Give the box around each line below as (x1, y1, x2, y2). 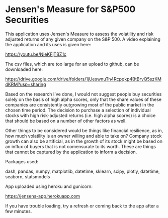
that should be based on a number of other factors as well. (5, 118, 127, 124)
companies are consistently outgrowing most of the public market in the (5, 101, 154, 107)
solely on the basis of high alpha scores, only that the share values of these (5, 96, 162, 102)
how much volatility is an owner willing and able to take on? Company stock (5, 133, 162, 139)
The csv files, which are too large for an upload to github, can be (5, 61, 139, 67)
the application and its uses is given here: (5, 41, 92, 47)
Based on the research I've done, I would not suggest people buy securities (5, 91, 162, 97)
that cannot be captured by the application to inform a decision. (5, 149, 137, 155)
